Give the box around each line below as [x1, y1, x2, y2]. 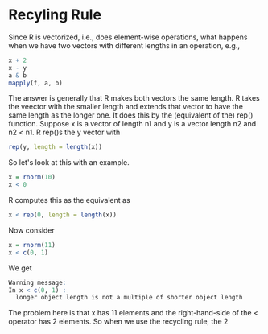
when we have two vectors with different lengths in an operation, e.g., [8, 40, 240, 50]
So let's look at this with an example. [8, 158, 130, 167]
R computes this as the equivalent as [8, 196, 130, 205]
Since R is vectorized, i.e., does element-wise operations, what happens [8, 32, 248, 42]
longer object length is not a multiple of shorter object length [15, 294, 243, 302]
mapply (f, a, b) [8, 79, 63, 87]
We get [8, 263, 32, 273]
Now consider [8, 225, 55, 235]
